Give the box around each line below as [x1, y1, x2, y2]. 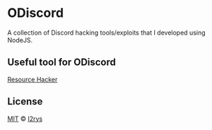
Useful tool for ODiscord [7, 57, 117, 69]
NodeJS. [7, 35, 33, 44]
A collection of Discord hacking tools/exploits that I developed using [7, 28, 206, 37]
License [7, 95, 43, 107]
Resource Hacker [7, 75, 58, 83]
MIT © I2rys [7, 114, 43, 123]
